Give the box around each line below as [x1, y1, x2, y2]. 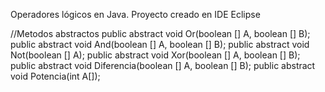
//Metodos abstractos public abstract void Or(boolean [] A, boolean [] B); [10, 28, 311, 39]
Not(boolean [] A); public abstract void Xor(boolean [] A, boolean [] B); [10, 49, 301, 61]
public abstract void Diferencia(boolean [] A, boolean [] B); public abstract [10, 60, 316, 71]
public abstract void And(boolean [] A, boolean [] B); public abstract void [10, 39, 310, 50]
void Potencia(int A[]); [10, 70, 101, 82]
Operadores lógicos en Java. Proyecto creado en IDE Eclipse [10, 9, 261, 20]
